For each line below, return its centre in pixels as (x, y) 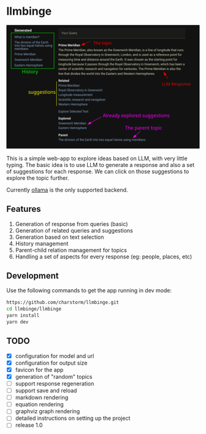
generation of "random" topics (54, 376)
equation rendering (40, 405)
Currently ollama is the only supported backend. (67, 190)
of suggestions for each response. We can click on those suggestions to (98, 171)
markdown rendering (42, 398)
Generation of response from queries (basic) (71, 224)
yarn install (23, 316)
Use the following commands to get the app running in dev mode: (89, 290)
